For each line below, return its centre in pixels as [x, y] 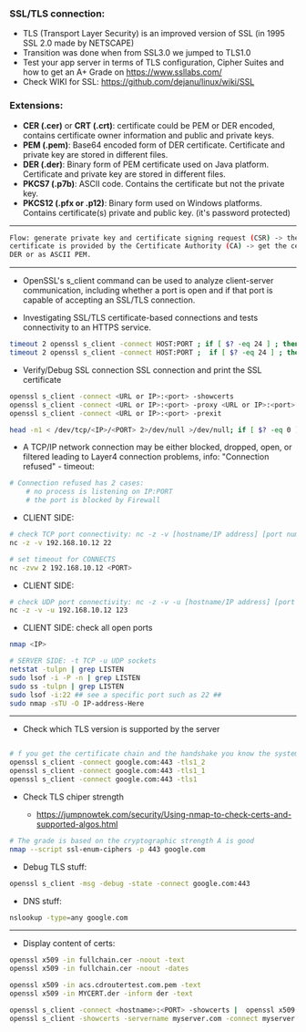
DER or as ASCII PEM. [51, 255]
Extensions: [36, 106]
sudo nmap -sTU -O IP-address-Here [77, 703]
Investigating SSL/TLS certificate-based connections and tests [140, 318]
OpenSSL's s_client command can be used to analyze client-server [148, 281]
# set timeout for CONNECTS [63, 559]
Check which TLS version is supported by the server [121, 729]
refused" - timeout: [59, 467]
